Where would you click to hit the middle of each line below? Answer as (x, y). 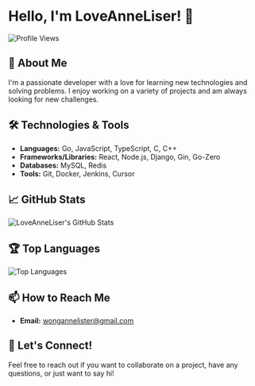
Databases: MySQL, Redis (63, 165)
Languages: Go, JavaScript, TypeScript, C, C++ (98, 148)
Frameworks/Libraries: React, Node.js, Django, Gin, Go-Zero (120, 156)
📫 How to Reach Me (59, 297)
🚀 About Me (38, 63)
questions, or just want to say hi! (62, 373)
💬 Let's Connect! (50, 346)
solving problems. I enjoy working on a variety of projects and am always (128, 91)
